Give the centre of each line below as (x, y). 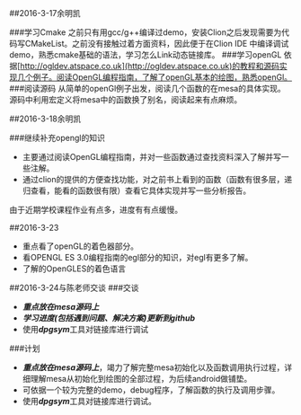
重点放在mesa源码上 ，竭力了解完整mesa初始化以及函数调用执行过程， (153, 367)
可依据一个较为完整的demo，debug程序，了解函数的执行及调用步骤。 (151, 390)
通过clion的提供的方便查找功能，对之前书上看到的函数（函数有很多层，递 (157, 179)
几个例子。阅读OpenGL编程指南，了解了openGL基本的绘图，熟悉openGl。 (155, 77)
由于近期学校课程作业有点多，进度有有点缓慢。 (96, 210)
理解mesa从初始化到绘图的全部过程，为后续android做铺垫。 (141, 379)
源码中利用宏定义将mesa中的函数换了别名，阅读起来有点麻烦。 (126, 100)
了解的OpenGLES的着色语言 (74, 269)
